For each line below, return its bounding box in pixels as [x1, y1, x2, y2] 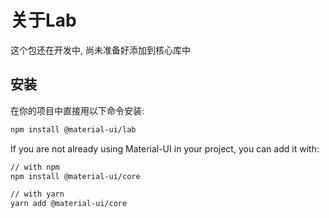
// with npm [10, 162, 60, 172]
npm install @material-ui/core [10, 171, 141, 181]
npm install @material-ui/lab [10, 124, 137, 135]
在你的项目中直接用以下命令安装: [10, 104, 145, 116]
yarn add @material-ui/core [10, 199, 128, 209]
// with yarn [10, 189, 65, 200]
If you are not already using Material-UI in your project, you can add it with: [10, 142, 320, 155]
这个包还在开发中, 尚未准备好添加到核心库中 [10, 44, 191, 56]
